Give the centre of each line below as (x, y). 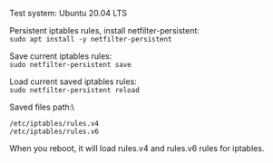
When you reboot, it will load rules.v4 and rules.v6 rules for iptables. (137, 148)
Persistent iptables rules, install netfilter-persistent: (104, 30)
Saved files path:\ (42, 107)
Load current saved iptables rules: (73, 81)
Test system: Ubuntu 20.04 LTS (68, 13)
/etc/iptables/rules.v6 (54, 131)
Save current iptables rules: (61, 56)
